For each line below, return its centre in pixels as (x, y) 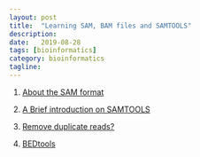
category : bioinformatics (57, 59)
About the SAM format (63, 92)
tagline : (25, 67)
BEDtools (38, 144)
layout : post (33, 17)
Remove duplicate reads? (68, 126)
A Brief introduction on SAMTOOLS (86, 109)
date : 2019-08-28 (45, 42)
